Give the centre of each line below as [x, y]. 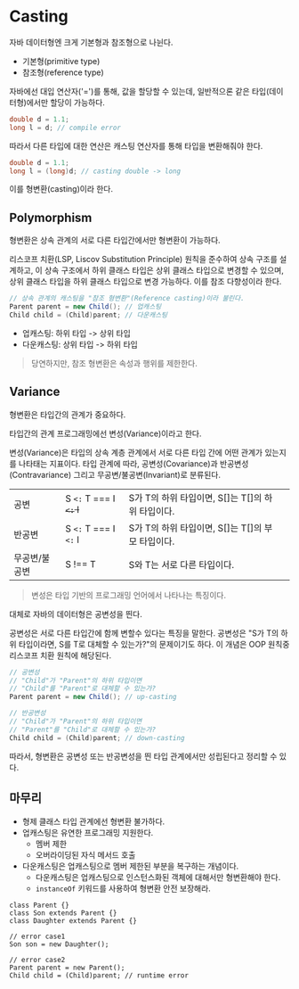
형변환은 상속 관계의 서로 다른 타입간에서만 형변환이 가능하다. [115, 240]
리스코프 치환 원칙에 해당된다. [61, 655]
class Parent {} [39, 905]
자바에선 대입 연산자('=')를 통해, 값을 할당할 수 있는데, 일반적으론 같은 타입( [139, 91]
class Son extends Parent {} [63, 913]
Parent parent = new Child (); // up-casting [93, 697]
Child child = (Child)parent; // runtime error [99, 975]
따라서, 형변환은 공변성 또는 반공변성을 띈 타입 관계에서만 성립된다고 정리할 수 [143, 756]
